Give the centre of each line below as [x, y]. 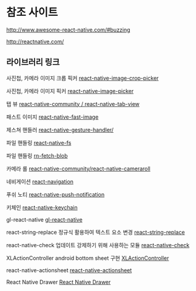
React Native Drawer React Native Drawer [59, 282]
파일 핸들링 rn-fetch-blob [37, 155]
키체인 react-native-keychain [42, 207]
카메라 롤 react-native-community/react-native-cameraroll [78, 169]
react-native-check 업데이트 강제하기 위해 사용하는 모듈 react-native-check [98, 245]
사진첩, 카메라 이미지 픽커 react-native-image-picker [70, 91]
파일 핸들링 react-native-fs [39, 142]
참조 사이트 [32, 12]
